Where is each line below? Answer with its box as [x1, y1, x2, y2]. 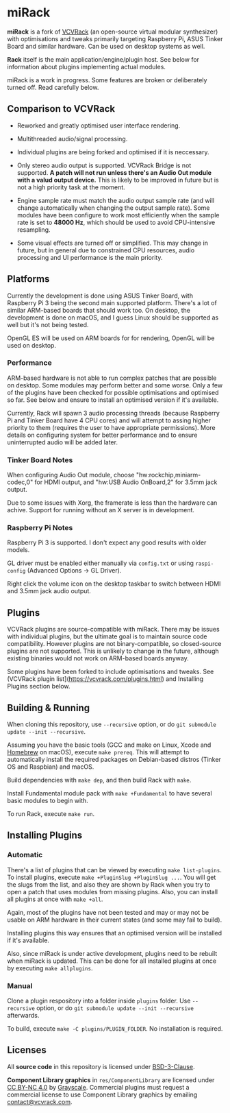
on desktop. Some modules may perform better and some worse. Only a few [7, 381, 223, 389]
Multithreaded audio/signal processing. [16, 134, 128, 143]
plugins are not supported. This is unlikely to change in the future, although [7, 647, 219, 656]
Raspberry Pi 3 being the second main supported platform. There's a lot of [7, 298, 217, 307]
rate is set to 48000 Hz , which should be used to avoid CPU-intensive [16, 218, 216, 226]
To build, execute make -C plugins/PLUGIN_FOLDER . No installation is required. [7, 1025, 223, 1033]
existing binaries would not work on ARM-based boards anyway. [7, 654, 190, 662]
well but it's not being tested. [7, 320, 89, 328]
